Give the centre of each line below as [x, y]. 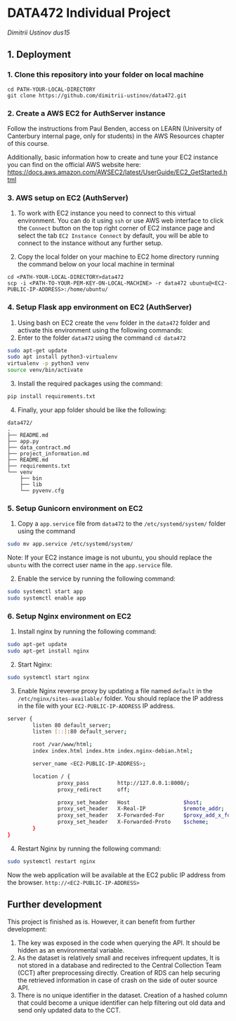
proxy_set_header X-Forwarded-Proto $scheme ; [133, 822]
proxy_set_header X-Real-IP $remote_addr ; [141, 809]
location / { [52, 776]
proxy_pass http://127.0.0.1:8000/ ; [124, 783]
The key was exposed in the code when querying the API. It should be [119, 943]
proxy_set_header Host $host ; [130, 802]
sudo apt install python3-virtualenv [63, 357]
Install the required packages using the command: [90, 384]
